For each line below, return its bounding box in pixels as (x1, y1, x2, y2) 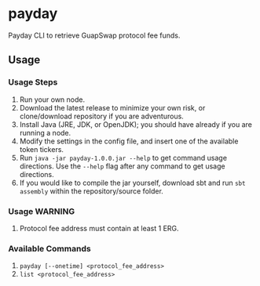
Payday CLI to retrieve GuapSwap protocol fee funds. (8, 31, 181, 40)
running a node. (19, 128, 71, 137)
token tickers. (19, 144, 64, 154)
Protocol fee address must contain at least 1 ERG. (19, 223, 179, 233)
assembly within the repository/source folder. (19, 186, 163, 196)
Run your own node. (19, 95, 86, 104)
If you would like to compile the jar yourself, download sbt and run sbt (19, 178, 246, 187)
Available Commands (8, 243, 92, 254)
